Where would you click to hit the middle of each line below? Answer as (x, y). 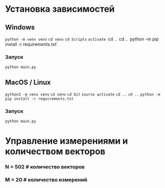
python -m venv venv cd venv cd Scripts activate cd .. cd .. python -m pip (82, 39)
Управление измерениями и (66, 141)
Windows (20, 27)
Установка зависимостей (60, 9)
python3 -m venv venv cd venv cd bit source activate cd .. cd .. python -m (83, 94)
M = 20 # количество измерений (46, 180)
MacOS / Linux (28, 82)
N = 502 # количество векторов (45, 167)
